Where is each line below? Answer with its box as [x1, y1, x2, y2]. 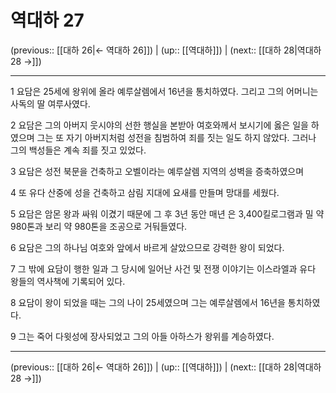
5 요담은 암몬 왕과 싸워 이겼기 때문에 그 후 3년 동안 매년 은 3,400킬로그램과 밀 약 [10, 207, 325, 220]
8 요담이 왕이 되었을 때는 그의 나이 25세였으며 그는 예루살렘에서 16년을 [10, 296, 286, 308]
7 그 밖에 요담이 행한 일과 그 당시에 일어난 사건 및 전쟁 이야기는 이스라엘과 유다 [10, 262, 317, 275]
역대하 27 [10, 9, 85, 32]
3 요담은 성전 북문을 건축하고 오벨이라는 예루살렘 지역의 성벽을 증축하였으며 [10, 165, 305, 177]
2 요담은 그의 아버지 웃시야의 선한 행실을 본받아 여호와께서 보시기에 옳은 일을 [10, 119, 309, 131]
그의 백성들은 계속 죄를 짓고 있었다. [10, 144, 147, 156]
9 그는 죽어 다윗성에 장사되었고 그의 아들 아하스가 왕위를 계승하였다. [10, 330, 275, 342]
